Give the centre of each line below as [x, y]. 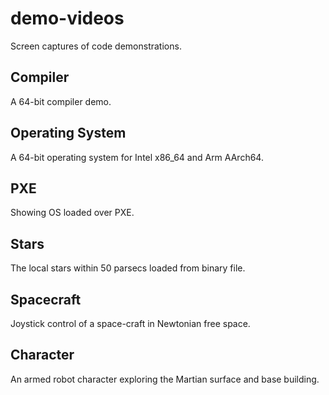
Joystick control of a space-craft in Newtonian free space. [130, 323]
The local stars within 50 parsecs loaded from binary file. [128, 268]
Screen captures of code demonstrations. [96, 46]
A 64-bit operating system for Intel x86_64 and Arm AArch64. [137, 157]
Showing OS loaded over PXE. [72, 213]
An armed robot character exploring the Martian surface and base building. [165, 379]
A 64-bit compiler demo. [61, 101]
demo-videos [67, 18]
